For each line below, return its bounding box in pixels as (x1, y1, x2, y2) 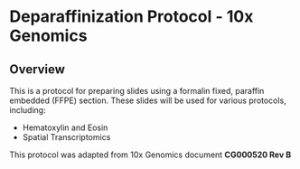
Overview (9, 61, 66, 77)
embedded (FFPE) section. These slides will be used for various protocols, (9, 95, 286, 106)
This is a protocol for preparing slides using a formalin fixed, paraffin (9, 86, 265, 96)
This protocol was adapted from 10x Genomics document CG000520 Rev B (9, 149, 292, 160)
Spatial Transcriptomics (22, 132, 111, 142)
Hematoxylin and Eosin (22, 122, 108, 133)
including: (9, 105, 47, 115)
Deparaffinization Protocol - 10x (9, 6, 254, 27)
